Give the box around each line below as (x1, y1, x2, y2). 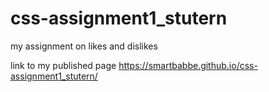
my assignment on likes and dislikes (10, 40, 158, 52)
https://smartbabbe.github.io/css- (118, 59, 258, 71)
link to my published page (10, 59, 117, 71)
